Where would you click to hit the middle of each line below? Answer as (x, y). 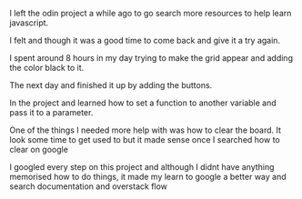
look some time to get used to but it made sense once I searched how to (145, 139)
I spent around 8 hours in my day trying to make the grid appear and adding (151, 58)
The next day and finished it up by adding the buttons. (111, 85)
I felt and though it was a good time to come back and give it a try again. (145, 40)
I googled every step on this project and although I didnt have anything (142, 167)
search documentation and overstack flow (89, 186)
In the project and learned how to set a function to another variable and (143, 103)
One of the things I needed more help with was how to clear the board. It (146, 130)
